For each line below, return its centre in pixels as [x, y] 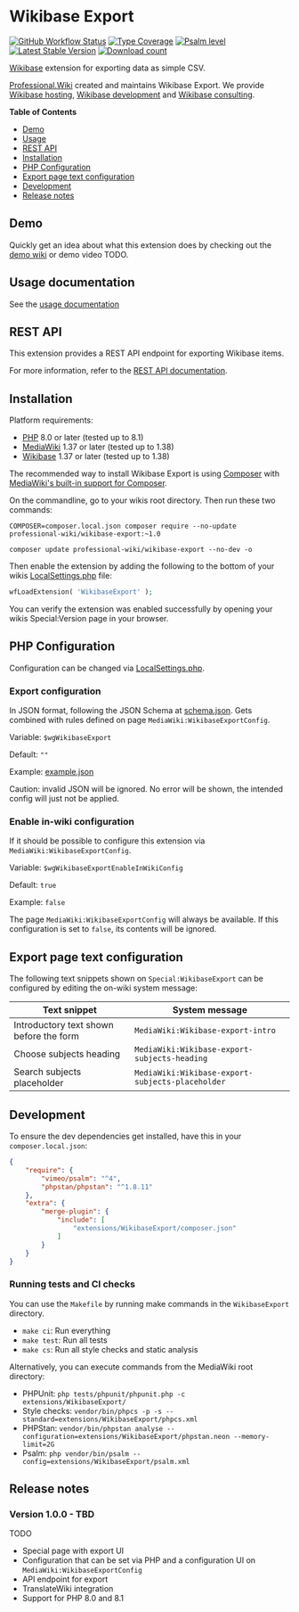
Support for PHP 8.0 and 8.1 [73, 1599]
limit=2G [38, 1444]
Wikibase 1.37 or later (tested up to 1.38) [96, 456]
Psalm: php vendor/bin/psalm [75, 1453]
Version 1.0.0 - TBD [52, 1515]
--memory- [251, 1436]
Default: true [33, 885]
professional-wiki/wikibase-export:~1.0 [85, 534]
